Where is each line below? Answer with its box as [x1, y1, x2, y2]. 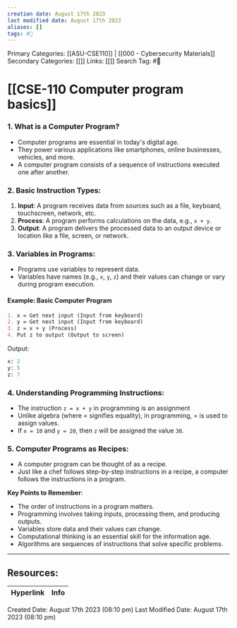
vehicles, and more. [17, 152, 75, 161]
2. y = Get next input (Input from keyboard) [7, 318, 143, 325]
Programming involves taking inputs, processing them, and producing [17, 509, 220, 519]
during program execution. [17, 280, 95, 289]
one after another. [17, 167, 70, 176]
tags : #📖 [7, 30, 33, 37]
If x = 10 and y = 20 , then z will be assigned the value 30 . [17, 426, 185, 435]
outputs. [17, 517, 42, 526]
